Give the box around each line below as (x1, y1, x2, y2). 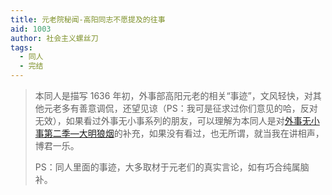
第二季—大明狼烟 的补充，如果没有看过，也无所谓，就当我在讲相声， (43, 127, 325, 139)
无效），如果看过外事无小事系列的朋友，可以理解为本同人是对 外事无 (34, 115, 312, 126)
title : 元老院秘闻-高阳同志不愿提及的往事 (10, 14, 166, 25)
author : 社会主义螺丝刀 (10, 33, 99, 43)
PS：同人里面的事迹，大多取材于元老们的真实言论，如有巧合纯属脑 (34, 161, 310, 173)
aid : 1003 (10, 24, 52, 34)
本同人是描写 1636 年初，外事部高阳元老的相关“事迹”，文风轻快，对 (34, 90, 313, 101)
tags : (10, 42, 33, 53)
